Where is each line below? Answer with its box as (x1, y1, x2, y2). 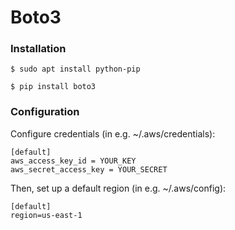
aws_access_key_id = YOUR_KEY (10, 156, 137, 166)
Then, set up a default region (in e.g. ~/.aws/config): (10, 182, 227, 194)
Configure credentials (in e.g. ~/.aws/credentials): (10, 127, 216, 140)
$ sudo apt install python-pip (10, 64, 141, 75)
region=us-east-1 (10, 210, 83, 220)
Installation (10, 42, 67, 56)
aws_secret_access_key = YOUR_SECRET (10, 164, 168, 175)
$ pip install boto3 (10, 82, 97, 92)
